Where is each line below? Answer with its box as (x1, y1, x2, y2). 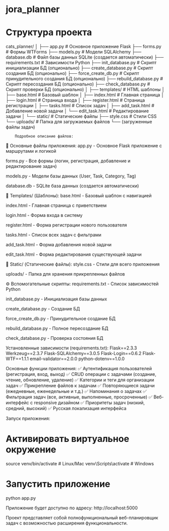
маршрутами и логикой (6, 148, 57, 154)
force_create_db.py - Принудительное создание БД (6, 316, 116, 322)
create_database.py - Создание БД (6, 306, 80, 312)
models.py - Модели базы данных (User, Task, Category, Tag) (6, 173, 136, 179)
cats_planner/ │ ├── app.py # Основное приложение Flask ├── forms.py (6, 43, 162, 50)
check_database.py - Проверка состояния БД (6, 335, 104, 341)
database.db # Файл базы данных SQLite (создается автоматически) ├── (6, 54, 164, 60)
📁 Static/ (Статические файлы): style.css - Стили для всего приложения (6, 261, 160, 268)
